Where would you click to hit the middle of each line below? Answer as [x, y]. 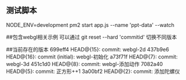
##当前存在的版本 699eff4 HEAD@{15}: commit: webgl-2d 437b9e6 [88, 49]
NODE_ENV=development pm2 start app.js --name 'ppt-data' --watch [90, 25]
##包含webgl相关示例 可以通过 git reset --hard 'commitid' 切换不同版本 [92, 37]
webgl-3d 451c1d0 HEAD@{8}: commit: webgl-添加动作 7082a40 [85, 64]
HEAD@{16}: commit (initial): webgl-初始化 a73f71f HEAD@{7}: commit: [92, 57]
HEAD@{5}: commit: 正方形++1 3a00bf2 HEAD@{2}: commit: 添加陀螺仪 [93, 71]
